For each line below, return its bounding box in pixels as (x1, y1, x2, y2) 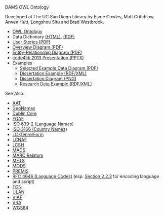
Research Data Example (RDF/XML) (19, 81, 92, 87)
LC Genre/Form (12, 132, 44, 137)
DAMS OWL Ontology (5, 4, 49, 10)
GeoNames (12, 106, 36, 111)
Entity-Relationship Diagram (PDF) (12, 49, 82, 55)
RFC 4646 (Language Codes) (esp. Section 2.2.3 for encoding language (12, 174, 160, 179)
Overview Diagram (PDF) (12, 44, 63, 50)
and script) (12, 179, 35, 184)
